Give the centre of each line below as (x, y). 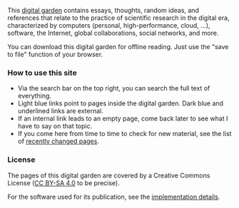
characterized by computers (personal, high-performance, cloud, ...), (109, 25)
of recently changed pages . (59, 141)
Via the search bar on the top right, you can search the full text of (114, 88)
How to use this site (42, 73)
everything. (35, 96)
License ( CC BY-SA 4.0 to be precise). (63, 183)
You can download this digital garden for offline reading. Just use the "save (118, 47)
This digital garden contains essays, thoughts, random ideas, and (103, 10)
